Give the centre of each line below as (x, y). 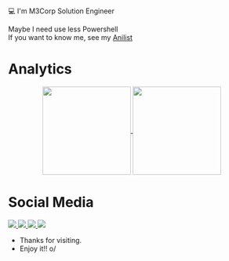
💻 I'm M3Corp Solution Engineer (62, 11)
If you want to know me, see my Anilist (71, 37)
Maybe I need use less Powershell (64, 29)
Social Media (51, 203)
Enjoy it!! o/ (38, 248)
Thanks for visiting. (51, 240)
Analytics (40, 69)
